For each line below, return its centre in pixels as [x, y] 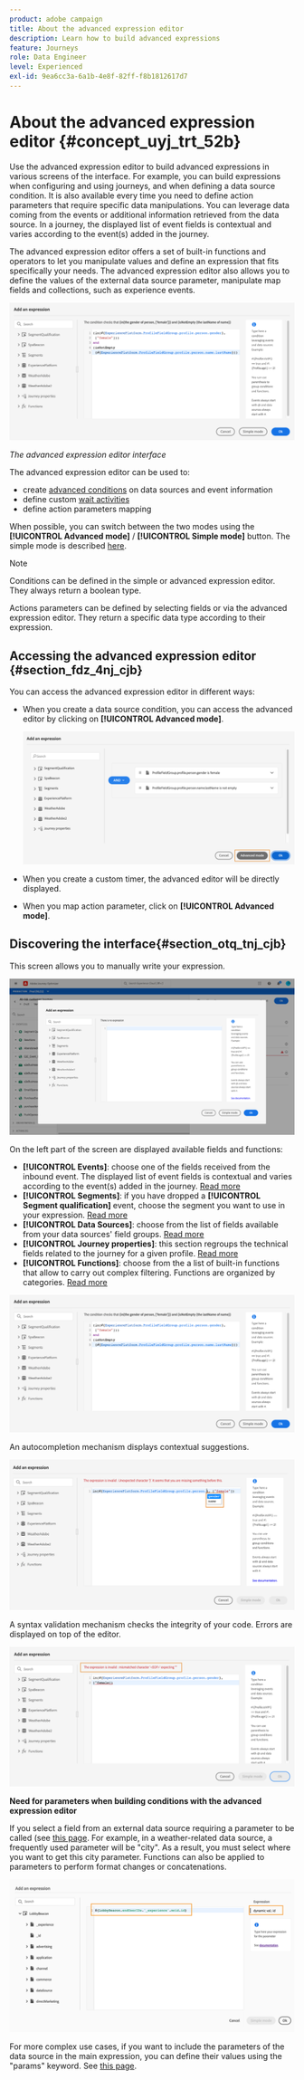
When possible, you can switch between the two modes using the [132, 527]
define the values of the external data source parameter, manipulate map [145, 280]
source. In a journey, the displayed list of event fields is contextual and [141, 224]
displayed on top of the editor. [66, 1634]
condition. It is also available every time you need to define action [131, 196]
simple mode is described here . [68, 546]
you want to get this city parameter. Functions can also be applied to [137, 1856]
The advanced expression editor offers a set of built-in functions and [138, 251]
